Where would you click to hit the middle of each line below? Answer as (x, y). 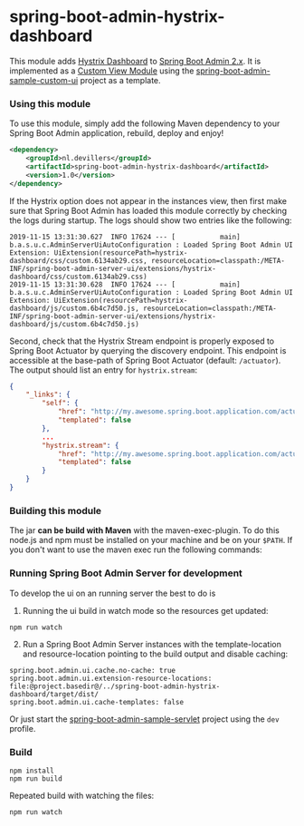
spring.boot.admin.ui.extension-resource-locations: (111, 678)
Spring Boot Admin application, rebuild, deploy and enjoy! (117, 133)
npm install (32, 771)
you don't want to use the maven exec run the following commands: (136, 549)
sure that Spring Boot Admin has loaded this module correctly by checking (148, 210)
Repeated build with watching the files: (82, 795)
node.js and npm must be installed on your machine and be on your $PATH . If (151, 540)
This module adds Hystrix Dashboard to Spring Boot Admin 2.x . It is (135, 61)
